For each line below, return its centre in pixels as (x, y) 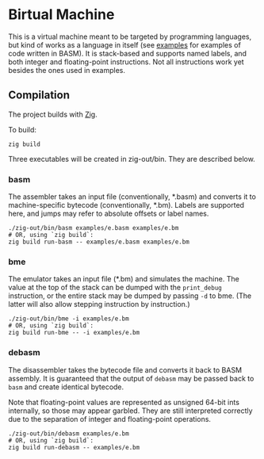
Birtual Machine (61, 15)
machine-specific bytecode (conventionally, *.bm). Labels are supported (126, 205)
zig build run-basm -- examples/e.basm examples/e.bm (99, 242)
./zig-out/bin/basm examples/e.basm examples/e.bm (94, 228)
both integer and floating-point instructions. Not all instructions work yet (126, 62)
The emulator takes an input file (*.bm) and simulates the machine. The (124, 279)
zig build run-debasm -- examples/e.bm (74, 447)
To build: (23, 129)
